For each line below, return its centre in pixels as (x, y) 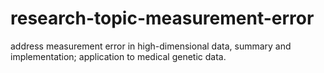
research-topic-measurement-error (162, 18)
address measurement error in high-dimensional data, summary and (151, 46)
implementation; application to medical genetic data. (118, 56)
